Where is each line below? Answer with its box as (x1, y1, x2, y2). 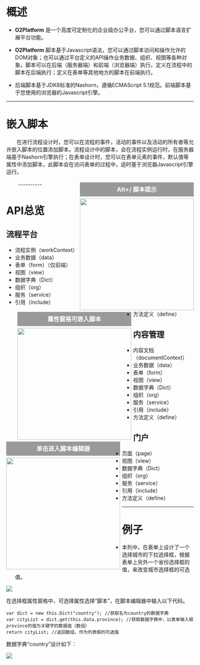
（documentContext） (133, 354, 188, 361)
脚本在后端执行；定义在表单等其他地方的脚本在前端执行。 (14, 69, 156, 76)
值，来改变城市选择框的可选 (121, 566, 190, 573)
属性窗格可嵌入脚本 (47, 315, 101, 323)
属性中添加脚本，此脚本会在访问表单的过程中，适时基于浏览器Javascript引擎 (6, 160, 193, 167)
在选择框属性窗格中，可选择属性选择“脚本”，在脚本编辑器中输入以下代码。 (6, 597, 189, 605)
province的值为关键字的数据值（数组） (6, 623, 90, 629)
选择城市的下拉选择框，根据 (121, 551, 190, 558)
